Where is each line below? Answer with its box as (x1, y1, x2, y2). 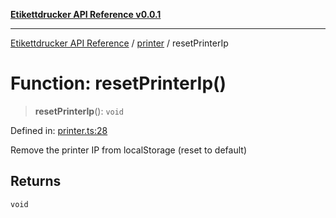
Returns (10, 173, 62, 190)
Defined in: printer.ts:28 (10, 124, 108, 136)
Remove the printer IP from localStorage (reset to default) (10, 144, 247, 156)
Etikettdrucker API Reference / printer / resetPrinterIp (10, 37, 229, 49)
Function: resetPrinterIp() (10, 72, 227, 95)
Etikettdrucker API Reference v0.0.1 (10, 9, 162, 20)
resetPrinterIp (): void (34, 105, 125, 117)
